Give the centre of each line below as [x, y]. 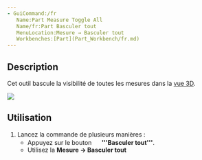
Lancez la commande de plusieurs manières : [81, 134]
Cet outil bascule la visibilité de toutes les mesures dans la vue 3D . [101, 83]
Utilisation [30, 118]
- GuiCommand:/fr [32, 13]
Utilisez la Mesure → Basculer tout [77, 150]
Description [33, 67]
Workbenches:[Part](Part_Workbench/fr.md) [78, 39]
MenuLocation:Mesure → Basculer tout [70, 33]
